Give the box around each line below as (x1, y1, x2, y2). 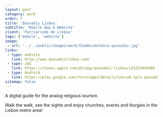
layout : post (5, 7, 32, 12)
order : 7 (5, 16, 23, 21)
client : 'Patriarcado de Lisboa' (5, 30, 73, 34)
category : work (5, 12, 36, 17)
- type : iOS (7, 61, 32, 66)
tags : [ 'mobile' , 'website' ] (5, 34, 64, 39)
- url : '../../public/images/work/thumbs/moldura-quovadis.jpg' (7, 43, 140, 48)
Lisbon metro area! (5, 107, 43, 113)
